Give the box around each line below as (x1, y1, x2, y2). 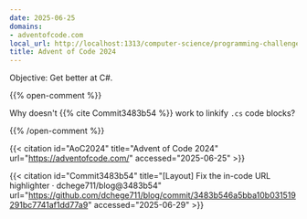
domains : (9, 22, 43, 31)
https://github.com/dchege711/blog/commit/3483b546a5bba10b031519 (27, 190, 297, 201)
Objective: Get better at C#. (9, 72, 113, 83)
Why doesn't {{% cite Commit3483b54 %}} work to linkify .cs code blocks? (9, 108, 296, 119)
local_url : (9, 38, 51, 48)
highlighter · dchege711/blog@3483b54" (9, 180, 162, 192)
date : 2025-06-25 (9, 13, 76, 23)
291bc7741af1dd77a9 (9, 200, 89, 211)
